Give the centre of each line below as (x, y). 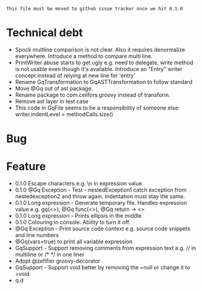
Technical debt (45, 33)
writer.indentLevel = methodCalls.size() (64, 114)
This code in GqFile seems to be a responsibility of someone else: (97, 108)
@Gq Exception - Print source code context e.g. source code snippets (103, 229)
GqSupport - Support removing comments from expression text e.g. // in (105, 248)
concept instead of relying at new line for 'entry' (75, 75)
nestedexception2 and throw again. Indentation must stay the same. (100, 196)
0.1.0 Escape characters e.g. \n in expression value (79, 184)
